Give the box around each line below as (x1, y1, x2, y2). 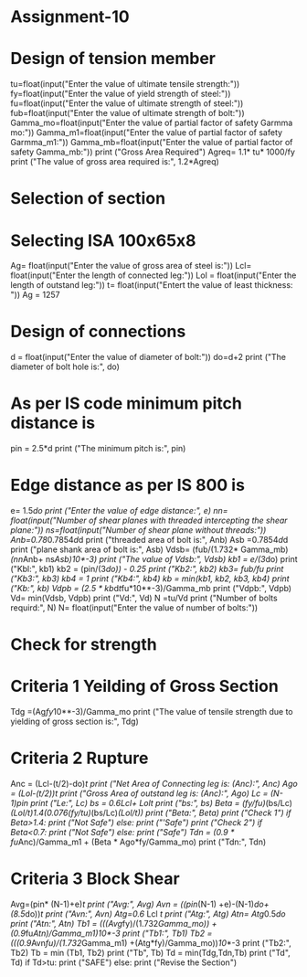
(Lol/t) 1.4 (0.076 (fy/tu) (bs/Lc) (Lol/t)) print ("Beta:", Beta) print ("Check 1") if (10, 807, 291, 819)
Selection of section (10, 188, 166, 209)
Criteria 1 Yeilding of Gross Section (10, 676, 280, 696)
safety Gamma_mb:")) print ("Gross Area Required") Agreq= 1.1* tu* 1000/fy (10, 146, 296, 157)
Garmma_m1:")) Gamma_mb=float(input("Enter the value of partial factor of (10, 137, 293, 148)
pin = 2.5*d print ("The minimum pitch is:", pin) (10, 443, 186, 454)
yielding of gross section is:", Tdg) (10, 716, 140, 727)
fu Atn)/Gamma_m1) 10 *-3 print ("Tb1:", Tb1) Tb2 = (25, 928, 213, 939)
